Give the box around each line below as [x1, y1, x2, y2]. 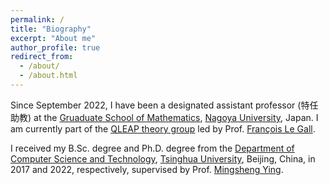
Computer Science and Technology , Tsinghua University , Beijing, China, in [10, 152, 316, 165]
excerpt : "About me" [10, 33, 97, 43]
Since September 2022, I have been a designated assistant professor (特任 [10, 99, 319, 111]
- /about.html [19, 71, 78, 81]
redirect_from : [10, 52, 74, 62]
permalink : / [10, 14, 65, 25]
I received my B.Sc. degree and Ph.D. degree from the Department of [10, 142, 295, 154]
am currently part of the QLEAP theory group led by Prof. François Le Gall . [10, 122, 316, 135]
